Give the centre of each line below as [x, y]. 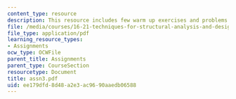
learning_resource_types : [45, 40]
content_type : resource [42, 14]
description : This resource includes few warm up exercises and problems [118, 20]
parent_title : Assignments [47, 59]
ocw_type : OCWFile [34, 53]
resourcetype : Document [42, 72]
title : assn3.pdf [33, 78]
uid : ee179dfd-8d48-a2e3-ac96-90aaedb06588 [72, 85]
